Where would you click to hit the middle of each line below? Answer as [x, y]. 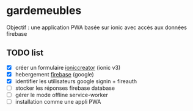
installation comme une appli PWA [58, 102]
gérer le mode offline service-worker [61, 95]
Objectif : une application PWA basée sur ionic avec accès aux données [97, 27]
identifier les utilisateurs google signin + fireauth [76, 81]
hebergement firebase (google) [55, 74]
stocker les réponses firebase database [65, 88]
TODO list [25, 53]
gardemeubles [44, 11]
